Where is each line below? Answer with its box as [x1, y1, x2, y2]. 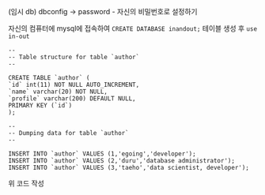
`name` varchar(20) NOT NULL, [8, 88, 108, 96]
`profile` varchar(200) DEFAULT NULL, [8, 95, 136, 103]
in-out [8, 32, 30, 40]
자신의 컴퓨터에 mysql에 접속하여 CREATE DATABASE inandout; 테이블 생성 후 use [8, 24, 258, 33]
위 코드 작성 [8, 178, 45, 188]
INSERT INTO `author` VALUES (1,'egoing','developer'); [8, 150, 196, 158]
